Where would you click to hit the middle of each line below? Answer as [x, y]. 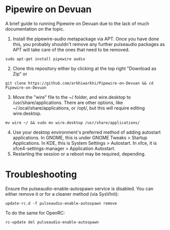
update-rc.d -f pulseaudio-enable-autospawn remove [61, 203]
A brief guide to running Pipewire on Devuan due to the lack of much [77, 23]
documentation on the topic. [35, 29]
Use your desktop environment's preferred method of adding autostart [87, 132]
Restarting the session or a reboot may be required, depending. [79, 154]
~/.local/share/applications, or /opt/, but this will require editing [79, 108]
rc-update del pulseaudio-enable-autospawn [52, 222]
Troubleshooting [41, 175]
